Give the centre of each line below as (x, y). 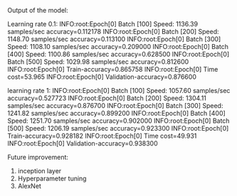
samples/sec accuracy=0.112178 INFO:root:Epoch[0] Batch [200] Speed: (113, 32)
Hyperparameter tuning (52, 178)
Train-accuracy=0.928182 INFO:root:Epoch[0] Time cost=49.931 (102, 136)
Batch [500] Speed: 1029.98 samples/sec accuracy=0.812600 (98, 62)
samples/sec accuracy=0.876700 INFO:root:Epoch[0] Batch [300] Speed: (115, 105)
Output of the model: (38, 10)
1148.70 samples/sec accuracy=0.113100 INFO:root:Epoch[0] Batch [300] (114, 39)
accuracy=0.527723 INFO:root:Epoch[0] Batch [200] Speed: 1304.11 (107, 98)
